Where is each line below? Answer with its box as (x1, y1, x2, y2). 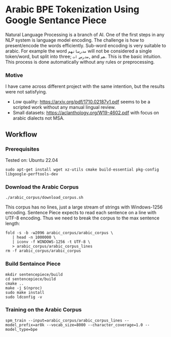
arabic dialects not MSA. (12, 115, 65, 121)
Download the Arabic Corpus (5, 183, 79, 191)
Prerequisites (5, 145, 39, 153)
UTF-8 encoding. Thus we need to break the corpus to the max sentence (5, 215, 160, 221)
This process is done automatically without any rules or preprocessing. (5, 59, 155, 65)
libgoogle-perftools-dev (5, 171, 58, 177)
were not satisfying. (5, 89, 47, 95)
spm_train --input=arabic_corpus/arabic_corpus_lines (5, 317, 123, 323)
